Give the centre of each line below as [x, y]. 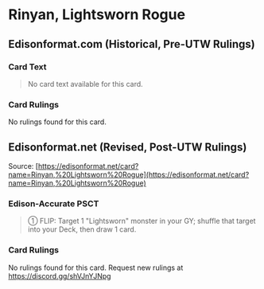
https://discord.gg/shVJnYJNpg [60, 275]
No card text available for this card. [85, 84]
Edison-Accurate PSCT [54, 203]
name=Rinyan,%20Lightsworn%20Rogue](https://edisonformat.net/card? [129, 174]
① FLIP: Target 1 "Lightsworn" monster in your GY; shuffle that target [142, 221]
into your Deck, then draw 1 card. [82, 229]
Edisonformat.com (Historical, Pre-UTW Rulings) [132, 44]
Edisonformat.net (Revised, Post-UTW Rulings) [128, 147]
